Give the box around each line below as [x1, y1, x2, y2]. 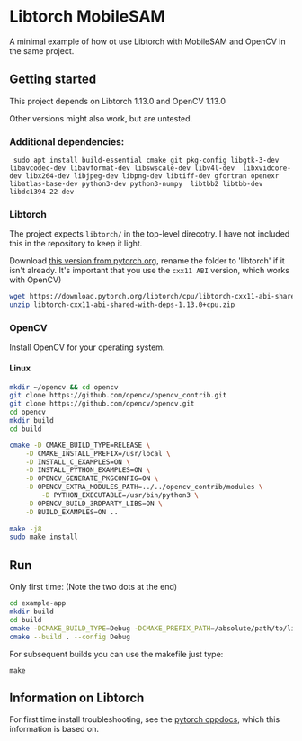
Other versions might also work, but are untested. [9, 112, 193, 123]
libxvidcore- [242, 164, 292, 173]
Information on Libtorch [9, 690, 145, 705]
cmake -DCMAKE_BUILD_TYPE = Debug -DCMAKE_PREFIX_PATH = [9, 623, 216, 633]
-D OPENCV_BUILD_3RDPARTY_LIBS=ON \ [25, 499, 164, 508]
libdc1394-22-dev [9, 187, 75, 197]
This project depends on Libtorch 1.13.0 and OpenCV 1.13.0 [9, 95, 226, 106]
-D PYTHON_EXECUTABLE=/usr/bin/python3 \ [41, 491, 200, 500]
